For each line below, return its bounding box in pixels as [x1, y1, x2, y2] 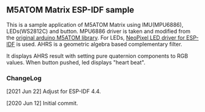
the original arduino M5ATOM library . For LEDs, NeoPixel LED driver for [6, 33, 185, 41]
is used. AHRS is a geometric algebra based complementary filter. [16, 40, 182, 47]
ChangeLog [6, 74, 42, 82]
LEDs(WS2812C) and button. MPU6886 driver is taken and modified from [6, 27, 191, 35]
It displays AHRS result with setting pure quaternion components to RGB [6, 52, 188, 60]
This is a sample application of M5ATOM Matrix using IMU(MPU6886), [6, 21, 184, 28]
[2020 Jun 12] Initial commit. [6, 100, 78, 107]
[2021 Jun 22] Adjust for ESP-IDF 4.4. [6, 88, 101, 95]
